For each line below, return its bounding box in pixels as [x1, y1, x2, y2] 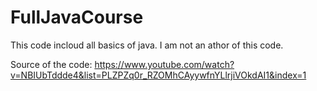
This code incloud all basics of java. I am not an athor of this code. [10, 39, 284, 51]
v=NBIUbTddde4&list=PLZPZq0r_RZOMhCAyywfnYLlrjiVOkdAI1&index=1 [10, 69, 307, 81]
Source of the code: [10, 58, 93, 70]
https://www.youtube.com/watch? [94, 58, 235, 70]
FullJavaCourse [10, 6, 144, 29]
